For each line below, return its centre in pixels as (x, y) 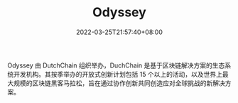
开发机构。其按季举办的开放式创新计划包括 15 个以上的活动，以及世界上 (118, 74)
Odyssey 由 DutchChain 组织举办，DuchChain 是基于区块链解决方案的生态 (116, 65)
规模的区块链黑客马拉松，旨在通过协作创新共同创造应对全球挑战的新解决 (119, 83)
